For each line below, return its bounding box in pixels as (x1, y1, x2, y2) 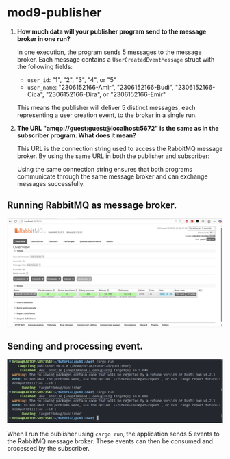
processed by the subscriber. (7, 444, 90, 452)
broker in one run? (16, 34, 71, 42)
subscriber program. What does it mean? (16, 131, 137, 140)
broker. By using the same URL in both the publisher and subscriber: (16, 152, 210, 160)
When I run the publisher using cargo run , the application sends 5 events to (7, 430, 220, 438)
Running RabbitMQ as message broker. (7, 200, 177, 211)
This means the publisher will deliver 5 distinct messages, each (16, 103, 196, 112)
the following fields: (16, 62, 73, 70)
